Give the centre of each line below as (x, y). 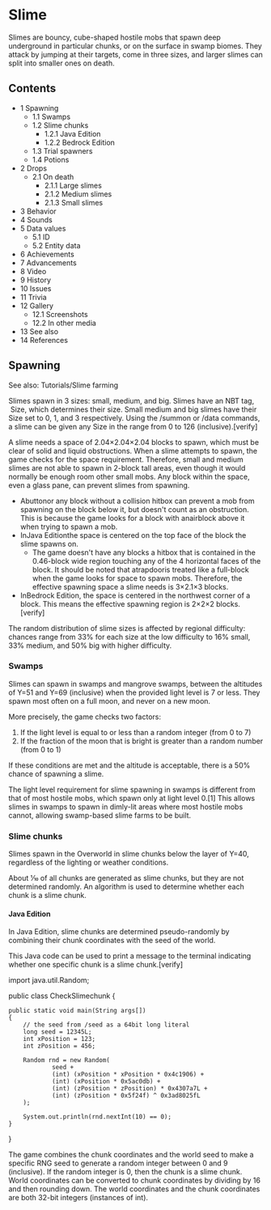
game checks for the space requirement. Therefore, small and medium (126, 459)
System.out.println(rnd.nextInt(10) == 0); (97, 1117)
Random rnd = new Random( (67, 1060)
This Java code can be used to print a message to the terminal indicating (130, 956)
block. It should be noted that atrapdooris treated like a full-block (140, 569)
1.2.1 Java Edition (72, 133)
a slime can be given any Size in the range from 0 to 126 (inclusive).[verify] (133, 426)
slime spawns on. (49, 544)
